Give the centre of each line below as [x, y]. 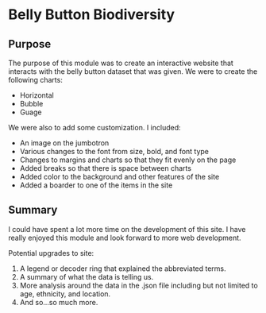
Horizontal [37, 95]
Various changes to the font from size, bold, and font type [114, 151]
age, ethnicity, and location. [65, 294]
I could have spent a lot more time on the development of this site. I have [127, 229]
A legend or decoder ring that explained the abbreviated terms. [123, 269]
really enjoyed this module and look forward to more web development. [125, 238]
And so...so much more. [59, 302]
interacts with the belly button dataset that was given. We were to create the [133, 71]
